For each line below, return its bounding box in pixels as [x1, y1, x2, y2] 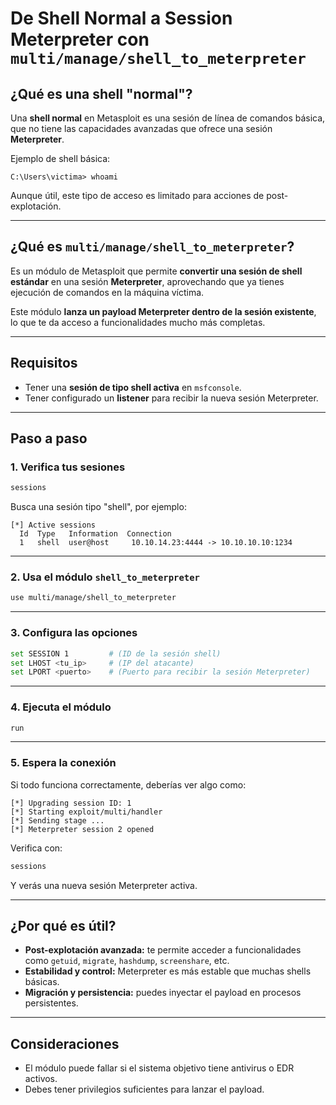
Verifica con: [10, 842, 63, 854]
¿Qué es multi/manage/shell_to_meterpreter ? [10, 238, 295, 256]
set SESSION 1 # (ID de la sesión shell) [10, 648, 222, 659]
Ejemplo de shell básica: [10, 153, 111, 164]
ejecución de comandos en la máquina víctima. [10, 286, 205, 298]
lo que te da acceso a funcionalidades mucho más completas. [10, 316, 266, 328]
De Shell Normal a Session [10, 7, 233, 30]
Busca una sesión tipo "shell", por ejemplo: [10, 501, 187, 513]
